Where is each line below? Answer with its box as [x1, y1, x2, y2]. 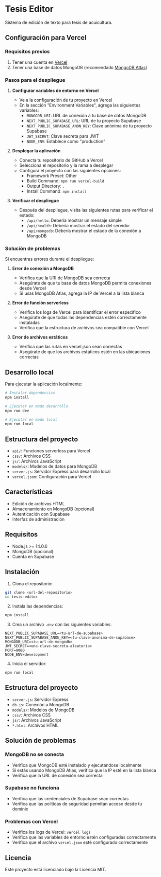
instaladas [19, 320, 40, 325]
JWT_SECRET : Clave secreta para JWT [26, 133, 99, 139]
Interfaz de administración [12, 516, 64, 522]
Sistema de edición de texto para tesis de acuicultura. [5, 19, 113, 25]
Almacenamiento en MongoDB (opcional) [12, 506, 95, 512]
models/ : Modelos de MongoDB [12, 707, 75, 713]
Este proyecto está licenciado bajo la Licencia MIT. [5, 866, 107, 872]
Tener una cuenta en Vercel [12, 59, 68, 65]
